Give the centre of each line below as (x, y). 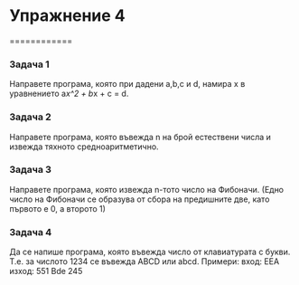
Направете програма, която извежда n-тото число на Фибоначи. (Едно (147, 189)
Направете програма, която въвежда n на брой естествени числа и (140, 137)
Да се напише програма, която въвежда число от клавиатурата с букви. (150, 252)
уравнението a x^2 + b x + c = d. (69, 94)
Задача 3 (31, 170)
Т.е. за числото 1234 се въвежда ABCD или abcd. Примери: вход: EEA (145, 261)
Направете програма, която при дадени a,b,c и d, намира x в (127, 84)
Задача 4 (31, 232)
